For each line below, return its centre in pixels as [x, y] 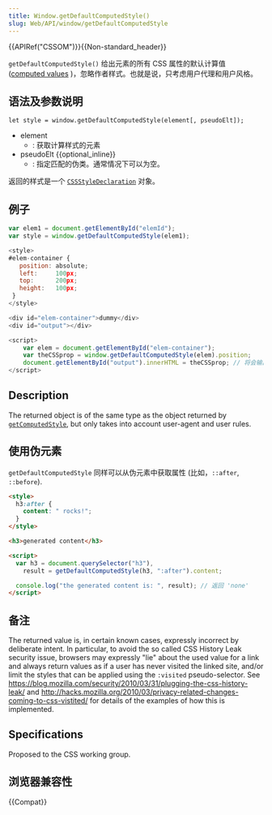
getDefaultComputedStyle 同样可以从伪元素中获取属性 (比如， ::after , [124, 472]
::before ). [25, 481]
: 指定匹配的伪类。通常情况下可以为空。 [98, 164]
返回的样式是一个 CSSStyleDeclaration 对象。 [84, 181]
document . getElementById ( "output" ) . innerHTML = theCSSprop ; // [132, 363]
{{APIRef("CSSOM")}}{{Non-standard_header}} [88, 46]
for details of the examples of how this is [157, 701]
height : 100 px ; [49, 289]
